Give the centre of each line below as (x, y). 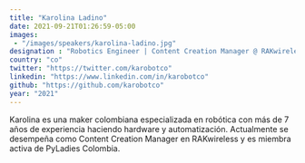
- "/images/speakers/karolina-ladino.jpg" (95, 43)
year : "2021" (34, 93)
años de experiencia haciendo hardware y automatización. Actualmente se (149, 129)
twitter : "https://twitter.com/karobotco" (91, 69)
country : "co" (36, 60)
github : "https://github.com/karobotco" (87, 85)
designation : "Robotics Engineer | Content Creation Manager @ (133, 52)
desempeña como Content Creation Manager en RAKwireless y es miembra (151, 139)
